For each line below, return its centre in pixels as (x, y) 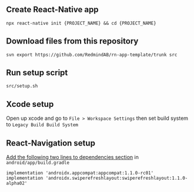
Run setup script (37, 73)
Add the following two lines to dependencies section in (73, 157)
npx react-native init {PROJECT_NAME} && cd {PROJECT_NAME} (81, 23)
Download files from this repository (72, 41)
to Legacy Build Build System (42, 124)
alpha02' (17, 183)
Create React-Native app (52, 10)
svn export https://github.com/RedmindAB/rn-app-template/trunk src (92, 55)
